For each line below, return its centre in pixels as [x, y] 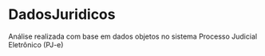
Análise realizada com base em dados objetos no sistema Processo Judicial [133, 36]
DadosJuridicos [62, 15]
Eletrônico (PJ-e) [36, 44]
